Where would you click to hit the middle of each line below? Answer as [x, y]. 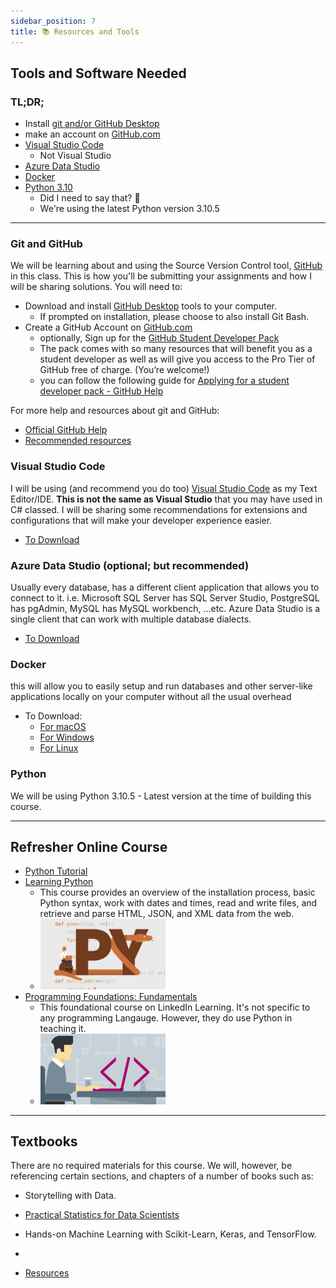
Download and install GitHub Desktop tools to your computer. [151, 306]
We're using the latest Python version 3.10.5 [129, 209]
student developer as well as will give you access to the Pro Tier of [177, 359]
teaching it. [63, 1028]
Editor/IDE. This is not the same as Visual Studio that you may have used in [166, 499]
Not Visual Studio [75, 156]
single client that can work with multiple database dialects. [131, 619]
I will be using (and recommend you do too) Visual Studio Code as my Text [164, 488]
